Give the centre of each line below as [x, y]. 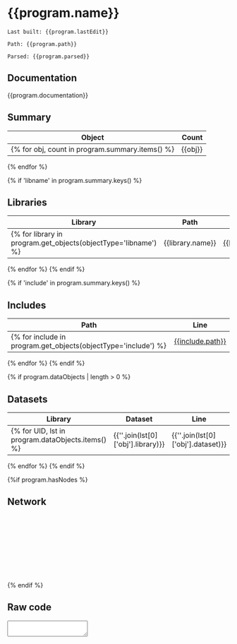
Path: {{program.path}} [42, 44]
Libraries [27, 202]
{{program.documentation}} [48, 95]
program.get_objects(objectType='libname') [84, 243]
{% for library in [37, 234]
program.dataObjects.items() [59, 440]
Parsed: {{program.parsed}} [49, 56]
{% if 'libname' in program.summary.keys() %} [75, 180]
